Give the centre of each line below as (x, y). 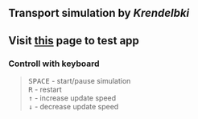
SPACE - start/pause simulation (79, 81)
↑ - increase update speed (72, 98)
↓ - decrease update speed (73, 107)
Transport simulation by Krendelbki (99, 13)
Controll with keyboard (54, 64)
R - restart (45, 90)
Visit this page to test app (74, 41)
